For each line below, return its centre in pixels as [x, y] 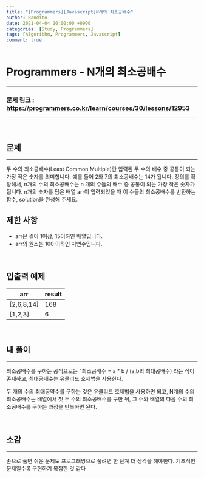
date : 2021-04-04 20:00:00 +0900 [49, 23]
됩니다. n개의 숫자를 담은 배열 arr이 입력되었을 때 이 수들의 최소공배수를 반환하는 [101, 192]
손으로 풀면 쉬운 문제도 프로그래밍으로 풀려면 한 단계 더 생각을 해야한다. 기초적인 [101, 461]
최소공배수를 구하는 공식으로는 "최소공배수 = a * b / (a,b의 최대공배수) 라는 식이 [100, 371]
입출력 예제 [26, 277]
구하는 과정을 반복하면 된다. [65, 407]
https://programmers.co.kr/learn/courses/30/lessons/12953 [98, 108]
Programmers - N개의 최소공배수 [86, 72]
